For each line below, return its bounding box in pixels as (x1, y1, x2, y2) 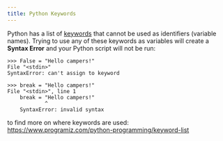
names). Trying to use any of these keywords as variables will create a (7, 36, 209, 45)
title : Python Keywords (7, 10, 77, 17)
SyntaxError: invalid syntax (20, 106, 105, 113)
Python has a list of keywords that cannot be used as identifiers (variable (7, 29, 217, 38)
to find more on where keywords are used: (7, 118, 129, 126)
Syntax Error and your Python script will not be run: (7, 44, 156, 52)
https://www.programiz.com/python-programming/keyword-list (7, 126, 190, 134)
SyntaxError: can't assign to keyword (7, 69, 120, 76)
